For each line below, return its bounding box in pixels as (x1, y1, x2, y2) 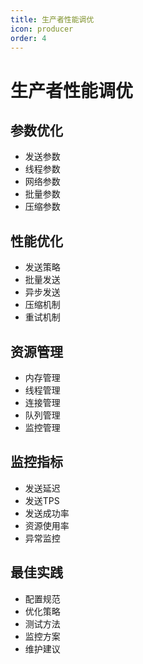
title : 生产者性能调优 (10, 14, 95, 25)
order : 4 (10, 33, 47, 43)
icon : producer (10, 24, 74, 34)
